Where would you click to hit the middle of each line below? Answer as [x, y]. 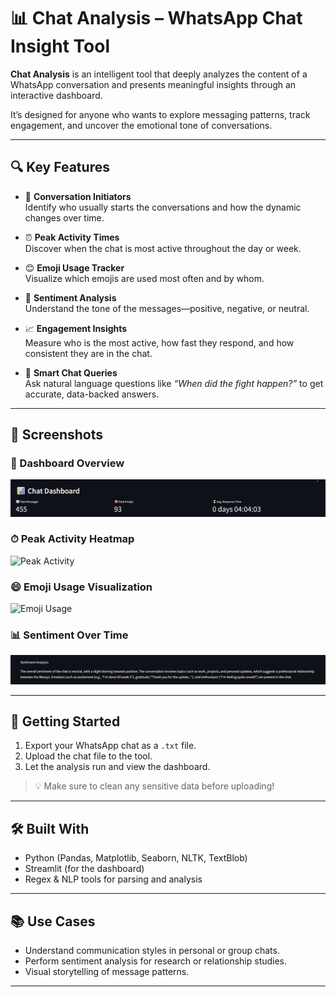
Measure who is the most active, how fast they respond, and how [159, 342]
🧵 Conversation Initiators [78, 196]
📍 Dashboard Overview [67, 463]
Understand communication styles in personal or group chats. [152, 951]
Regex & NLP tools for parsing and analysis [113, 879]
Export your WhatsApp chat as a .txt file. [110, 746]
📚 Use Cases [53, 921]
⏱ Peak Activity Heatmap [72, 539]
